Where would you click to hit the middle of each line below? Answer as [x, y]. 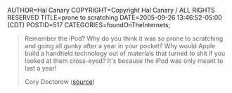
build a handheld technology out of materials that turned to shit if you [125, 53]
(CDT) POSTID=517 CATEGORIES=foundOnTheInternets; [89, 25]
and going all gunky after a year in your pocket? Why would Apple [120, 46]
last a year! [40, 68]
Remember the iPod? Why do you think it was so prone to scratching [124, 38]
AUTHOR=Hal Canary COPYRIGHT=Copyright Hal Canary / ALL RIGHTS [111, 10]
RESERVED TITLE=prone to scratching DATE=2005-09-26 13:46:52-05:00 [115, 17]
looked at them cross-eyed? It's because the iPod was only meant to [124, 61]
